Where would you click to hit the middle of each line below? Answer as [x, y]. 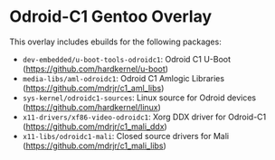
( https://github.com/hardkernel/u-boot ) [95, 69]
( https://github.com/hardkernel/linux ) [91, 107]
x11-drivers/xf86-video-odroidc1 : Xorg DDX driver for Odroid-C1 [144, 117]
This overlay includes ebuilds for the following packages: [115, 42]
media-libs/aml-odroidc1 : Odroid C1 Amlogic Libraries [123, 78]
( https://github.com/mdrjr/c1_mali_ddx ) [95, 126]
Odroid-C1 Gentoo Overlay [111, 17]
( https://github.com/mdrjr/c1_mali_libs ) [95, 146]
